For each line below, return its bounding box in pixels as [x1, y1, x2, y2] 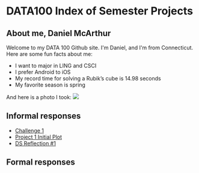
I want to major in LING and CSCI [14, 62, 97, 69]
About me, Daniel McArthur [6, 28, 111, 38]
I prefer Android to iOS [14, 68, 71, 76]
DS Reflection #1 [14, 139, 56, 147]
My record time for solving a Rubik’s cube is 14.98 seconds [14, 75, 161, 82]
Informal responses [6, 111, 81, 121]
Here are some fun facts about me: [6, 50, 93, 58]
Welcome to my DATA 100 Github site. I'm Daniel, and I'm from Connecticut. [6, 44, 194, 51]
